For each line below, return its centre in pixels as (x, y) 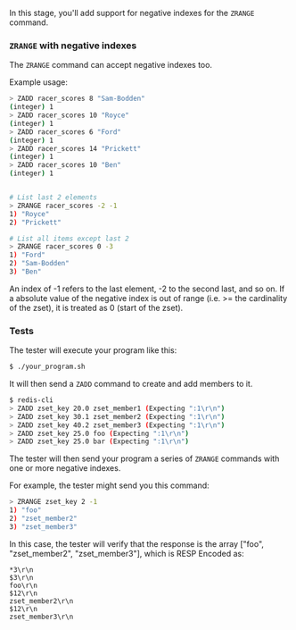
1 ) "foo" (25, 510)
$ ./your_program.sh (48, 367)
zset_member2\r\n (41, 601)
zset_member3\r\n (41, 617)
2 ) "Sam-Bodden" (39, 264)
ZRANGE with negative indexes (73, 46)
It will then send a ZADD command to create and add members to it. (131, 384)
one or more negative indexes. (65, 468)
